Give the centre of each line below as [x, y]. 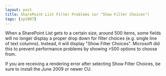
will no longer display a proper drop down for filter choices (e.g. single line [81, 38]
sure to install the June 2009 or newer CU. [48, 69]
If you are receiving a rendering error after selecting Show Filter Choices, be [83, 64]
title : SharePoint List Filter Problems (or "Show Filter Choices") [77, 14]
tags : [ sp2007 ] [21, 19]
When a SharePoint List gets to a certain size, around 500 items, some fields [83, 33]
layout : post [19, 10]
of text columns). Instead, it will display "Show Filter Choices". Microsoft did [83, 44]
